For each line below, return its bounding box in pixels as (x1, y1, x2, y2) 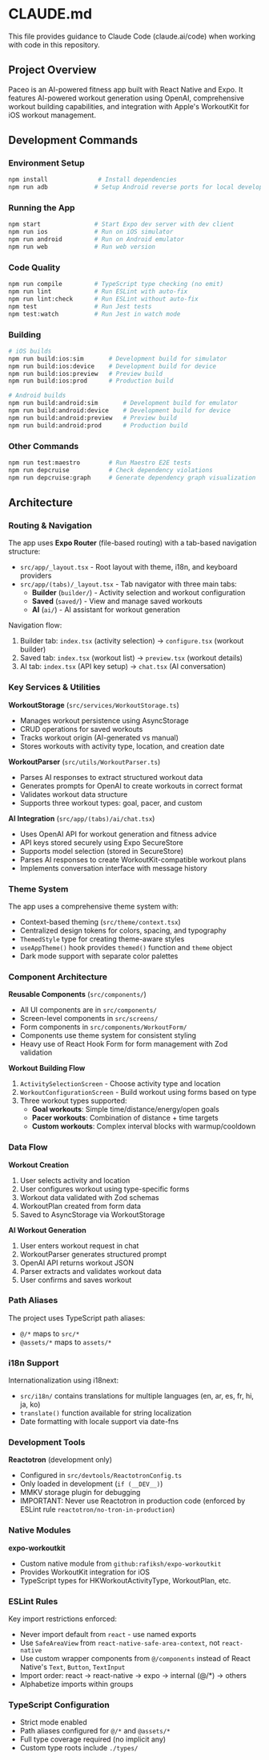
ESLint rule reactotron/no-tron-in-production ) (19, 1505, 175, 1514)
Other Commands (8, 440, 79, 451)
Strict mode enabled (19, 1717, 87, 1727)
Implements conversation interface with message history (19, 863, 208, 872)
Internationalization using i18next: (8, 1375, 118, 1386)
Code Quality (8, 262, 61, 273)
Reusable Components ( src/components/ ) (8, 990, 147, 999)
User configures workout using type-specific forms (19, 1184, 190, 1194)
